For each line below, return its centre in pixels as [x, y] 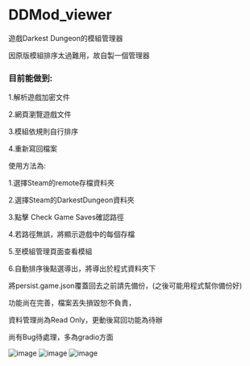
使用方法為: [27, 166]
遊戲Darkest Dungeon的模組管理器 [66, 38]
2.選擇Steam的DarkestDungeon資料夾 [71, 200]
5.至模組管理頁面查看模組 [50, 252]
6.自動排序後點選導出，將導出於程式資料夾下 [82, 268]
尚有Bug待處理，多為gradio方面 [61, 337]
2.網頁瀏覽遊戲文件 [40, 114]
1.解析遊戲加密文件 [39, 98]
